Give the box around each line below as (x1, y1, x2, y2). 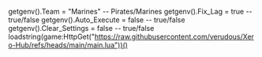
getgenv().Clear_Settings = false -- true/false (8, 24, 155, 32)
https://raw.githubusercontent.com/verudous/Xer (94, 32, 255, 41)
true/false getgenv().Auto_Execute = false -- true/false (8, 15, 185, 25)
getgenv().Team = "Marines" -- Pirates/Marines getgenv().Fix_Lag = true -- (8, 7, 253, 16)
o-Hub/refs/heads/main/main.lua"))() (8, 40, 129, 50)
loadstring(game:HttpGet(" (8, 32, 95, 41)
